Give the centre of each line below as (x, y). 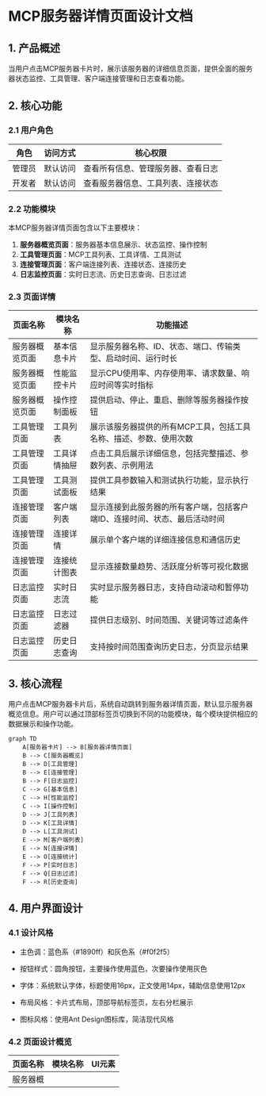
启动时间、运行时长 (142, 358)
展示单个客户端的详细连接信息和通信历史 (165, 540)
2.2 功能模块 (32, 209)
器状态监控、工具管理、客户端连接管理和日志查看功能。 (98, 79)
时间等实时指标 (126, 385)
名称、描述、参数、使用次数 (142, 439)
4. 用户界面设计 (46, 908)
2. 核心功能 (35, 106)
